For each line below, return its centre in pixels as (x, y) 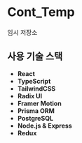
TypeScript (34, 81)
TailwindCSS (36, 89)
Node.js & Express (45, 126)
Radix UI (30, 96)
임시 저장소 (22, 32)
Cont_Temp (41, 12)
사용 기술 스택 (35, 57)
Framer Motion (39, 103)
